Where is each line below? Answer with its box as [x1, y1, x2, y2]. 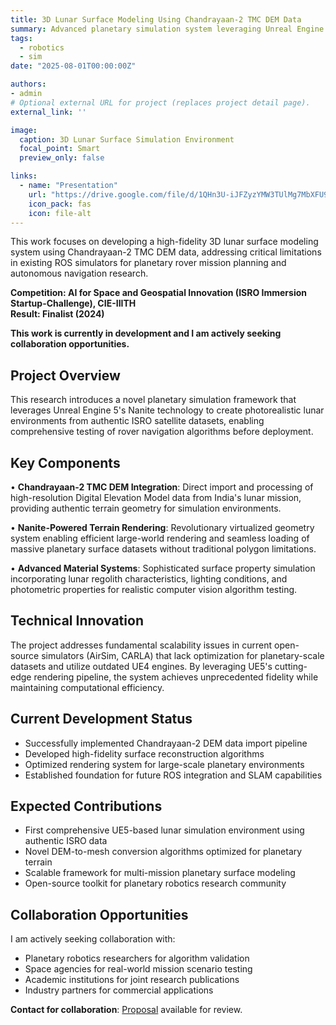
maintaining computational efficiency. [10, 681, 165, 693]
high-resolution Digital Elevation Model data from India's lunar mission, [10, 492, 302, 503]
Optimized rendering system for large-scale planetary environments [24, 758, 305, 770]
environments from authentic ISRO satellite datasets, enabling [10, 415, 265, 427]
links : [10, 171, 38, 181]
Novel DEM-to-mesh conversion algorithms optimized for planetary [24, 846, 303, 858]
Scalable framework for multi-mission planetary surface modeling [24, 867, 296, 879]
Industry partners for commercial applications [24, 984, 214, 996]
